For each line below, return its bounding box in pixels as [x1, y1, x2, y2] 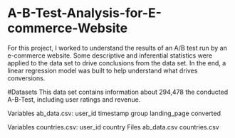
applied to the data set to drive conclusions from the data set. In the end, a [7, 58, 226, 67]
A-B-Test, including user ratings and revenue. [7, 95, 141, 104]
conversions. [7, 73, 46, 83]
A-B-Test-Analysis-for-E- [7, 5, 162, 21]
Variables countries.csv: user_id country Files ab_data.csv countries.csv [7, 122, 219, 131]
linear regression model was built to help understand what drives [7, 66, 198, 75]
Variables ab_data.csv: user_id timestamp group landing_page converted [7, 109, 221, 117]
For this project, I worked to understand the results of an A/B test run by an [7, 43, 228, 52]
